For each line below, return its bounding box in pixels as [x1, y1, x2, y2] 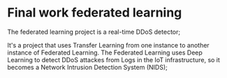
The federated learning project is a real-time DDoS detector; [7, 28, 180, 36]
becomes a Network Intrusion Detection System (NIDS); [7, 63, 168, 71]
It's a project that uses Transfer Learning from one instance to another [7, 41, 210, 49]
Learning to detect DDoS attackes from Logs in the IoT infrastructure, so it [7, 55, 220, 64]
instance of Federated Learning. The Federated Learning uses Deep [7, 48, 203, 57]
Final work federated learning [7, 5, 182, 21]
